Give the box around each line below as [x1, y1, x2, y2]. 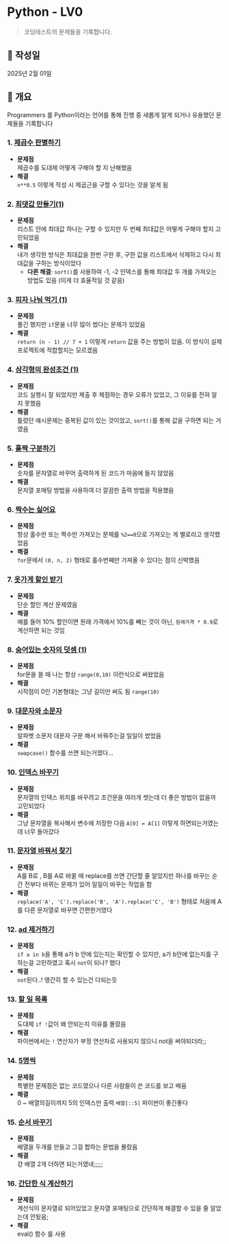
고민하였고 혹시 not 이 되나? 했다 [35, 959, 121, 967]
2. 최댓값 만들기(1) [7, 199, 65, 209]
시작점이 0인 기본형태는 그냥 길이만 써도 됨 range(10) [16, 687, 160, 696]
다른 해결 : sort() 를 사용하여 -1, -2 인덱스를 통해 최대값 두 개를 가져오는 [27, 268, 217, 276]
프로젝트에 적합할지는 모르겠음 [16, 346, 98, 354]
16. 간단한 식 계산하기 [7, 1178, 74, 1188]
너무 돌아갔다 [24, 827, 59, 836]
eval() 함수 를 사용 [16, 1230, 66, 1238]
